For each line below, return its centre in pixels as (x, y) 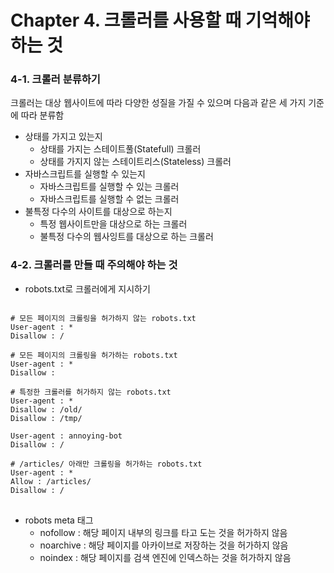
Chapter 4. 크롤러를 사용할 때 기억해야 (160, 20)
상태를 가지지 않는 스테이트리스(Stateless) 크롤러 (135, 162)
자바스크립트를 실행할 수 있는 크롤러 (109, 187)
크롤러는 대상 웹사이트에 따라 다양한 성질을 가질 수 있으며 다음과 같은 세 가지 (158, 103)
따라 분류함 (42, 115)
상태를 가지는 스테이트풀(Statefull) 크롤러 (120, 149)
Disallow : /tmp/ (46, 418)
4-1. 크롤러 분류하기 (55, 79)
